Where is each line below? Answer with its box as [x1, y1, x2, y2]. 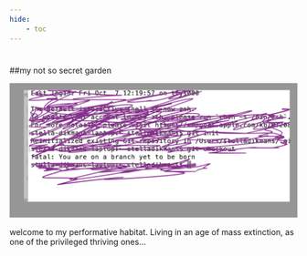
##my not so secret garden [9, 65, 112, 76]
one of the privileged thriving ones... [9, 236, 146, 247]
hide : [9, 15, 30, 24]
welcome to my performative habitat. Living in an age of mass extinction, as [9, 226, 294, 237]
